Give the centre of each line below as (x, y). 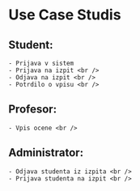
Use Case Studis (65, 15)
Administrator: (46, 153)
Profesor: (33, 110)
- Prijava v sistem (41, 63)
